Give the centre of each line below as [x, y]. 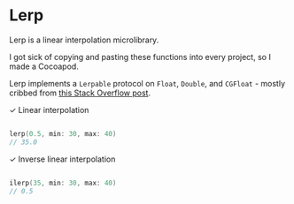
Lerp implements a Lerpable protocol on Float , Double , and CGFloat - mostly [147, 83]
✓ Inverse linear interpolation [62, 159]
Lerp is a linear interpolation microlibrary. [84, 40]
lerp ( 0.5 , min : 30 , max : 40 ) [63, 133]
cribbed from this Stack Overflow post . [80, 93]
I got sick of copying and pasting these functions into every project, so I [140, 57]
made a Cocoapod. [44, 66]
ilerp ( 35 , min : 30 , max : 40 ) [63, 183]
